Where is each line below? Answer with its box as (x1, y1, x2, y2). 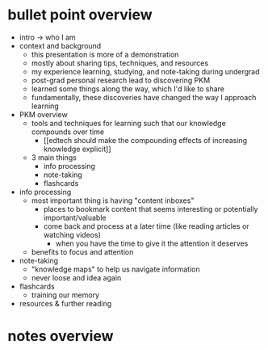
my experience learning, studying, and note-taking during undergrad (31, 66, 260, 76)
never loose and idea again (31, 272, 122, 282)
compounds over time (31, 127, 105, 137)
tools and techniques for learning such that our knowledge (31, 118, 227, 128)
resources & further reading (19, 298, 112, 308)
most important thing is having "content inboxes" (31, 196, 195, 205)
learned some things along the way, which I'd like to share (31, 83, 225, 94)
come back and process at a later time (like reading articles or (43, 221, 249, 231)
